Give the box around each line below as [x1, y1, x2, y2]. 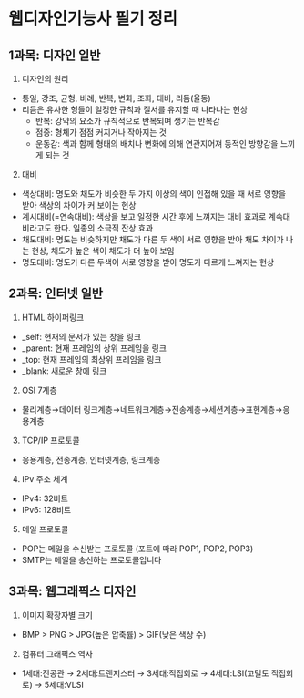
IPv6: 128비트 [21, 504, 72, 515]
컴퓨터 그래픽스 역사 [21, 648, 93, 659]
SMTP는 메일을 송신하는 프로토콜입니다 [21, 554, 162, 565]
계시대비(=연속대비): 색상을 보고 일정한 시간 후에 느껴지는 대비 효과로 [21, 211, 267, 221]
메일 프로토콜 [21, 523, 69, 534]
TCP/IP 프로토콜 [21, 435, 80, 446]
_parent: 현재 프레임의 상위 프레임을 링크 [21, 343, 167, 354]
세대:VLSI [48, 679, 84, 690]
